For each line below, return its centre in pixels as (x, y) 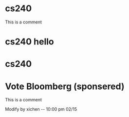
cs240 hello (30, 42)
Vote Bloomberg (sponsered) (65, 86)
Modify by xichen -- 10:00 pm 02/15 (41, 109)
